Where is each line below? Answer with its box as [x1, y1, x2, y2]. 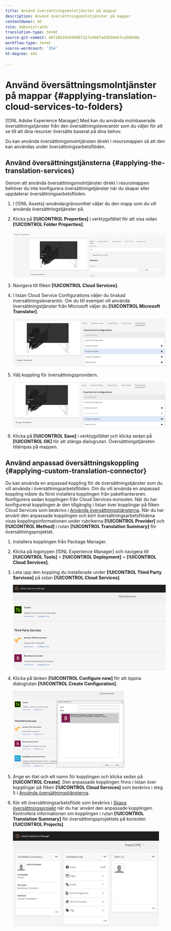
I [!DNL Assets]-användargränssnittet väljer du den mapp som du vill [12, 201, 157, 207]
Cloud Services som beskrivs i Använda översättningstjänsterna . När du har [5, 507, 164, 513]
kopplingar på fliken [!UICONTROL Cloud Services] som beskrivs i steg [12, 784, 163, 790]
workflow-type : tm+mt [5, 41, 51, 46]
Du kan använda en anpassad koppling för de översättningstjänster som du [5, 480, 163, 486]
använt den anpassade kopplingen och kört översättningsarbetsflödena [5, 512, 155, 519]
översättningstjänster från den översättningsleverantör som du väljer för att [5, 123, 163, 129]
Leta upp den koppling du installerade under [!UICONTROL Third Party [12, 569, 162, 576]
